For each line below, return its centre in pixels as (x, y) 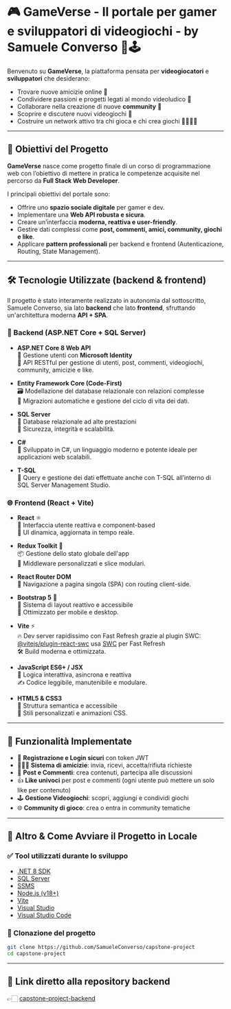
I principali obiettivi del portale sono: (59, 194)
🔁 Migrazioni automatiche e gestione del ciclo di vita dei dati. (103, 401)
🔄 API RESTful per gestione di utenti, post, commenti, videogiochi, (110, 362)
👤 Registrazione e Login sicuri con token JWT (83, 757)
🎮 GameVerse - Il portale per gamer (112, 12)
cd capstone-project (37, 953)
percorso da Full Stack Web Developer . (64, 180)
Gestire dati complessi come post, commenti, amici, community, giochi (119, 229)
